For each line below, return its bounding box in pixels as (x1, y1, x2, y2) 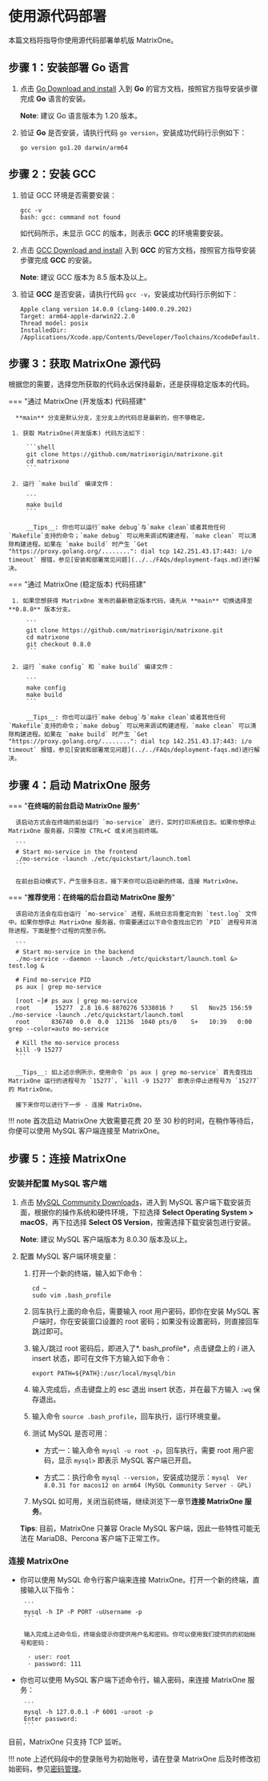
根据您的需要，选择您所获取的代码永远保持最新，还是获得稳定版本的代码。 (8, 379, 254, 389)
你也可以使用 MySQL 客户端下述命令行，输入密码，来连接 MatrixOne (19, 1675, 246, 1685)
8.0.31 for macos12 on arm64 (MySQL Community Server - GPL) (43, 1481, 252, 1489)
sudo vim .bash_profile (31, 1291, 112, 1299)
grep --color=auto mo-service (8, 1025, 110, 1033)
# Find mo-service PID (15, 976, 91, 984)
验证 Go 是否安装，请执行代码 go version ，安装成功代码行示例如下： (19, 127, 247, 137)
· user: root (27, 1653, 71, 1661)
